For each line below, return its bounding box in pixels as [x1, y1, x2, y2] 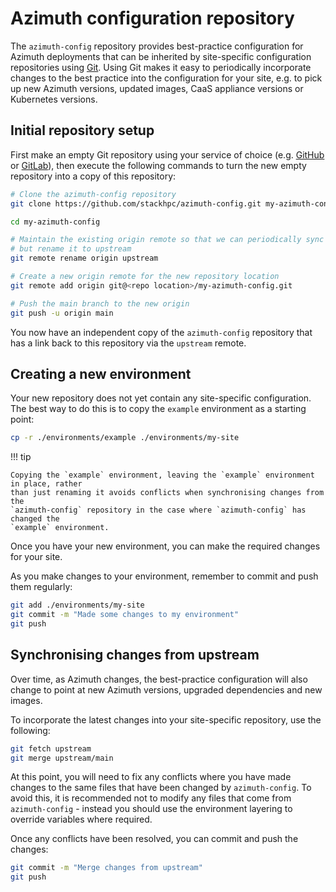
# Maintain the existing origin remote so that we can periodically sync [10, 235, 325, 245]
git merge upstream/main [10, 753, 114, 763]
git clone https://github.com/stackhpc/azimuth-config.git [10, 198, 262, 209]
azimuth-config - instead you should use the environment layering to [10, 803, 293, 815]
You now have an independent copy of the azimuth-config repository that [10, 326, 313, 338]
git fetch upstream [10, 743, 92, 754]
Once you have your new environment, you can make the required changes [10, 540, 321, 552]
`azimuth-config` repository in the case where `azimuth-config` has [10, 505, 307, 516]
